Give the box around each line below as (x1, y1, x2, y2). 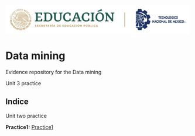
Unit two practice (5, 112, 47, 119)
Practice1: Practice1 (5, 123, 54, 130)
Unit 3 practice (5, 80, 42, 86)
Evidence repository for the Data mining (5, 69, 102, 75)
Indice (5, 97, 29, 107)
